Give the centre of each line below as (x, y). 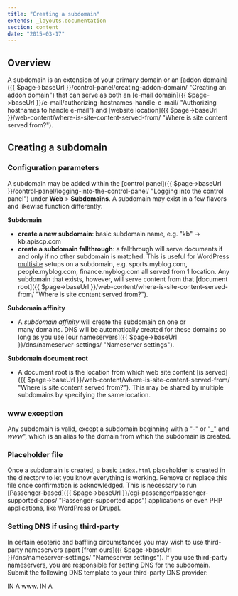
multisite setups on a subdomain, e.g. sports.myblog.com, (103, 263)
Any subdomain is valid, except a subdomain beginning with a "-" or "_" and (118, 429)
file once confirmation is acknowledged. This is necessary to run (102, 486)
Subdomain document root (48, 358)
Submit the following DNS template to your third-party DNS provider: (108, 572)
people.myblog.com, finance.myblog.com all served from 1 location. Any (123, 271)
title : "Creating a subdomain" (54, 14)
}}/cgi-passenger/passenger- (165, 493)
